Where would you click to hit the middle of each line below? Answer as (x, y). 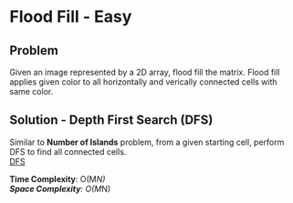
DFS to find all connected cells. (68, 151)
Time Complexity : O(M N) (58, 178)
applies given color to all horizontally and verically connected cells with (143, 82)
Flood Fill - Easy (71, 17)
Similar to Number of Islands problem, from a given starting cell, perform (147, 142)
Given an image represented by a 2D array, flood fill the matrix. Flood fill (145, 72)
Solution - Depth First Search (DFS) (111, 120)
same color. (31, 91)
